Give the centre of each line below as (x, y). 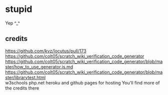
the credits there (22, 88)
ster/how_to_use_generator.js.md (39, 66)
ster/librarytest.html (25, 77)
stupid (19, 9)
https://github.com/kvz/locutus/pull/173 (46, 50)
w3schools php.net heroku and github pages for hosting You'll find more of (82, 82)
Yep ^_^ (12, 23)
